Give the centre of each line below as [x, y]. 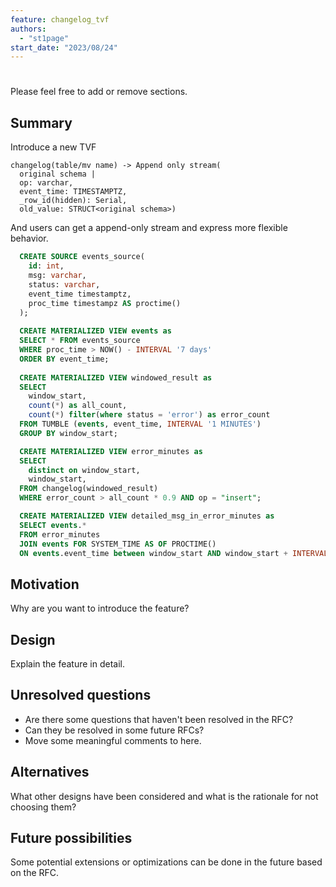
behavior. [29, 238]
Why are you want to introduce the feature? [100, 608]
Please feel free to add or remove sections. [99, 92]
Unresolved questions [81, 695]
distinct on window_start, [84, 470]
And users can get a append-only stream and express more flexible [149, 228]
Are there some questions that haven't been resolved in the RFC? [159, 719]
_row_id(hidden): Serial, [73, 201]
